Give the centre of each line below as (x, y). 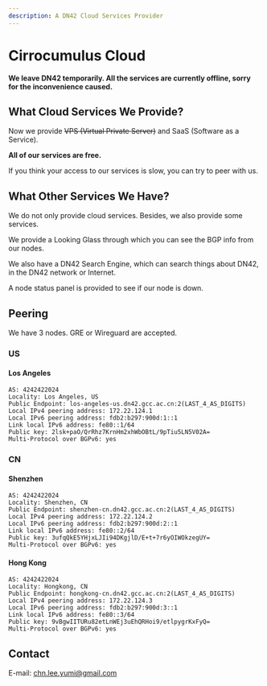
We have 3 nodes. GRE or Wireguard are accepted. (93, 333)
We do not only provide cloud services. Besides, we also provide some (125, 216)
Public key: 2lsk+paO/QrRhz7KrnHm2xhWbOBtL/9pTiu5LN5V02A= (109, 432)
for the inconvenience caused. (61, 86)
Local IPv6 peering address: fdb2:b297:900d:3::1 (93, 608)
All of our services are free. (55, 155)
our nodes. (26, 248)
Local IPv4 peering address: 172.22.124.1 (80, 411)
